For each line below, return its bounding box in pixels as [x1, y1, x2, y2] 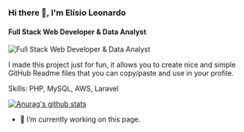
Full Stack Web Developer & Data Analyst [8, 27, 147, 37]
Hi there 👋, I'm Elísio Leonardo [8, 7, 126, 18]
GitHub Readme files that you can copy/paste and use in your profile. [8, 68, 234, 78]
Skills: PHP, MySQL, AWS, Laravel [8, 83, 119, 94]
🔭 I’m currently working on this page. [19, 115, 141, 124]
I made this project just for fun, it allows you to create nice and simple [8, 60, 236, 70]
